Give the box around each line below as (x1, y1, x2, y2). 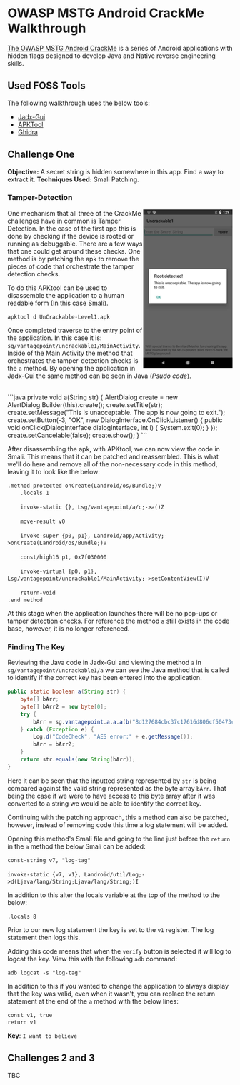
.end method (7, 596, 43, 604)
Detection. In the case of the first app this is (7, 224, 136, 233)
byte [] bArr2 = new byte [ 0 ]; (20, 703, 107, 710)
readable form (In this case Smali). (7, 299, 109, 307)
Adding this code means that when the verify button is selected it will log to (7, 946, 231, 955)
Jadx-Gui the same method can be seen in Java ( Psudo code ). (7, 371, 191, 380)
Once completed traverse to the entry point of (7, 326, 143, 334)
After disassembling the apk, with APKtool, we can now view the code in (7, 444, 220, 453)
